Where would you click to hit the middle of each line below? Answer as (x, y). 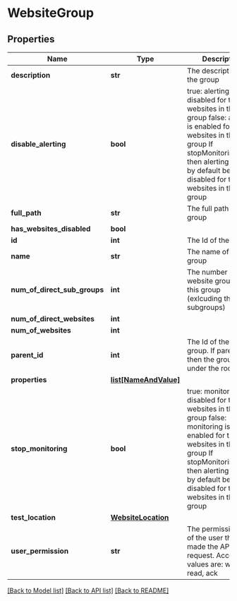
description (31, 75)
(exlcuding (204, 298)
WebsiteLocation (140, 517)
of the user (205, 538)
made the (202, 547)
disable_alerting (38, 144)
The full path (208, 208)
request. (201, 555)
